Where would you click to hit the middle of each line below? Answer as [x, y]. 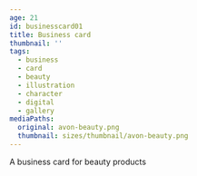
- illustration [46, 85]
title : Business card [50, 34]
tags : [20, 52]
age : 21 [24, 18]
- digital [36, 102]
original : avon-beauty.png [69, 128]
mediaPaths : [32, 119]
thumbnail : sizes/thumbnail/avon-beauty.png [103, 136]
